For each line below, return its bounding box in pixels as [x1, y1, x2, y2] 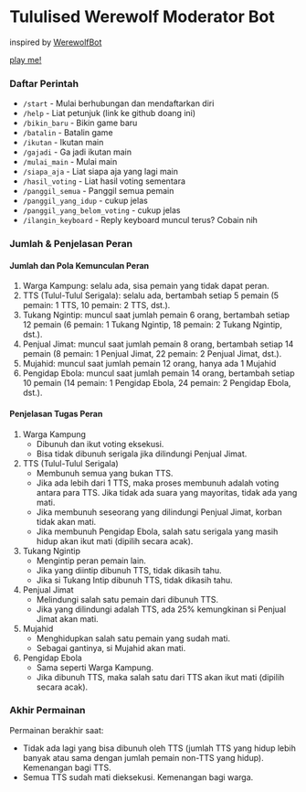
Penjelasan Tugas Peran [9, 408, 103, 419]
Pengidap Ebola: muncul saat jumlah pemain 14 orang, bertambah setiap [22, 368, 295, 379]
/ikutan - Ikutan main [22, 137, 104, 148]
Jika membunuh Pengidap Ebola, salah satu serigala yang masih [36, 526, 279, 537]
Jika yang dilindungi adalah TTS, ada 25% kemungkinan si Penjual [36, 604, 286, 615]
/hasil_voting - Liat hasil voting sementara [22, 176, 185, 187]
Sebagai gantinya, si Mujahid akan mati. [36, 642, 186, 653]
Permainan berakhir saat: [9, 724, 104, 735]
